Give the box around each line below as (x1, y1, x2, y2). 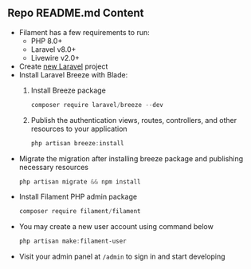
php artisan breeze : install (30, 139, 124, 147)
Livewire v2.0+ (30, 53, 80, 62)
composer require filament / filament (18, 208, 141, 216)
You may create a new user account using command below (18, 222, 214, 231)
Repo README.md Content (7, 6, 144, 20)
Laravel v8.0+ (30, 44, 76, 54)
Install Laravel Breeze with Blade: (18, 69, 128, 79)
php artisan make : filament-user (18, 237, 127, 246)
